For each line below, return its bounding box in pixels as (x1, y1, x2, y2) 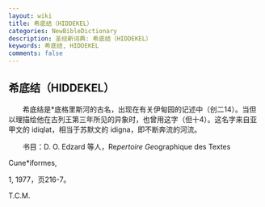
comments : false (8, 49, 63, 57)
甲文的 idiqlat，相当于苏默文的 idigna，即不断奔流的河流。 (8, 125, 202, 134)
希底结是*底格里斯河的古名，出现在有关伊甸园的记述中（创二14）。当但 (22, 104, 257, 114)
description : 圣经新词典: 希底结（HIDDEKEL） (8, 34, 152, 43)
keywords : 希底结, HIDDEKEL (8, 42, 99, 50)
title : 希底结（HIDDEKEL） (8, 19, 93, 27)
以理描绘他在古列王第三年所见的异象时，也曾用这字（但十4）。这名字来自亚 (8, 114, 258, 124)
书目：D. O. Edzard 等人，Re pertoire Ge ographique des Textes (22, 142, 231, 151)
